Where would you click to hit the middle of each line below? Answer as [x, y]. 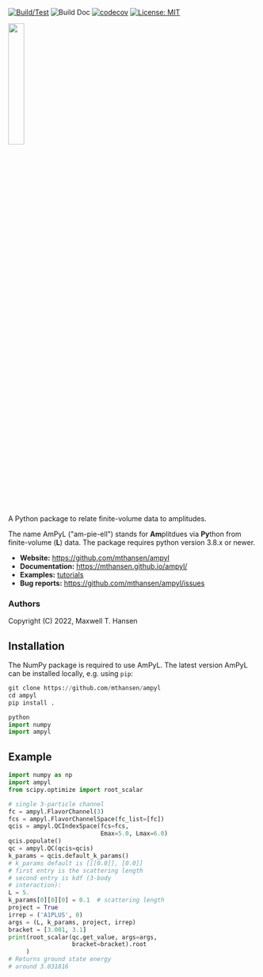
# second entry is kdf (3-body [60, 878]
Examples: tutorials [51, 575]
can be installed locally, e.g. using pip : [71, 674]
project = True [33, 908]
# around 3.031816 [38, 967]
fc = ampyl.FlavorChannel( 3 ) [56, 811]
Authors [25, 604]
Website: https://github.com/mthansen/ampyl [95, 558]
